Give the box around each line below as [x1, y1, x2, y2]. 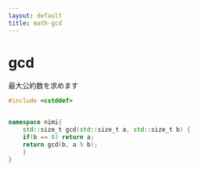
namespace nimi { [8, 118, 62, 126]
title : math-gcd [8, 19, 62, 27]
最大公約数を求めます [8, 81, 78, 90]
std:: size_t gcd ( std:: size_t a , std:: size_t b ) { [22, 125, 191, 134]
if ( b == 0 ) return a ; [22, 133, 94, 141]
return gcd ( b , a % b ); [22, 141, 98, 149]
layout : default [8, 11, 62, 20]
